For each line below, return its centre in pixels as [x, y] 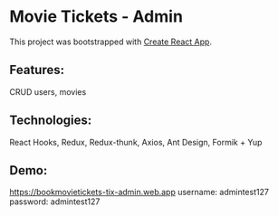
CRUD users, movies [48, 91]
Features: [37, 70]
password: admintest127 [55, 202]
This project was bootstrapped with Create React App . [111, 42]
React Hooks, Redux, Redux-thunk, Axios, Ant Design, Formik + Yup [136, 142]
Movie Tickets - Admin [96, 17]
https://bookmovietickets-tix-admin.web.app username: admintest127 [139, 193]
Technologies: [51, 121]
